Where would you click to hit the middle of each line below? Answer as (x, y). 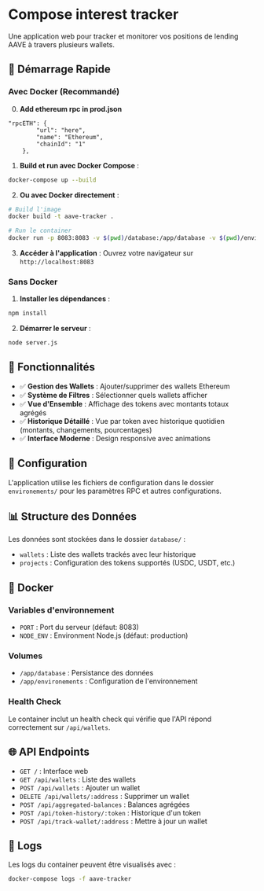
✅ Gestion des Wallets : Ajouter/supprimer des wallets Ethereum (125, 386)
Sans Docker (33, 282)
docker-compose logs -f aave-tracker (70, 879)
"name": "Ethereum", (70, 137)
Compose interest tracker (93, 15)
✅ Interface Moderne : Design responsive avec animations (115, 438)
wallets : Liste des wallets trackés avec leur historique (108, 554)
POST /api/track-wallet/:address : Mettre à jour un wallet (114, 821)
